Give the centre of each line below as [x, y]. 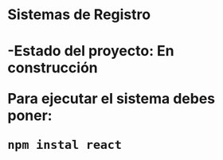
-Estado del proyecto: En [91, 51]
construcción [53, 68]
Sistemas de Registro [79, 15]
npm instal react [65, 145]
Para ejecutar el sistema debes [111, 99]
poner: [30, 116]
